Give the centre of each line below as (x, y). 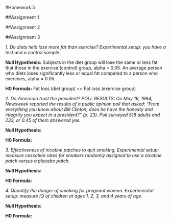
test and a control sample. (33, 52)
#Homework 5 (20, 7)
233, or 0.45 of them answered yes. (43, 120)
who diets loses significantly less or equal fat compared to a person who (82, 73)
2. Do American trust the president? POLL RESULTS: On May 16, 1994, (79, 98)
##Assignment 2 (23, 27)
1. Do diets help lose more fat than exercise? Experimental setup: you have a (86, 47)
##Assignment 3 (23, 37)
